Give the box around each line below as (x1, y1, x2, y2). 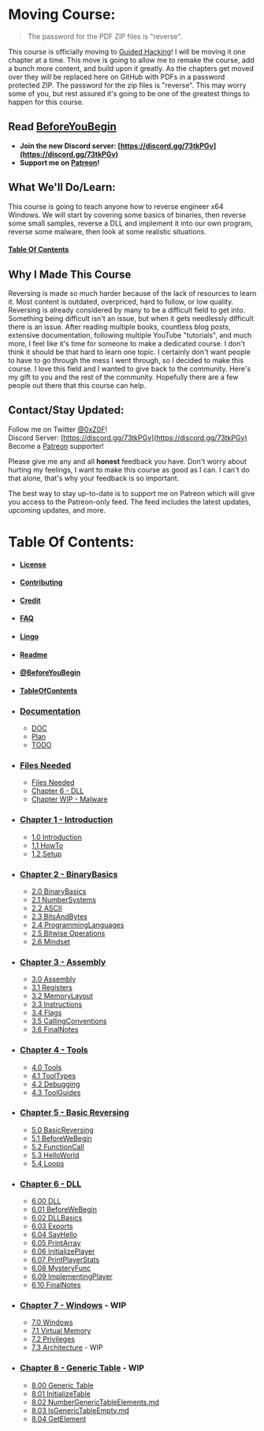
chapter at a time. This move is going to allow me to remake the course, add (8, 55, 255, 65)
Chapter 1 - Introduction (19, 814, 113, 825)
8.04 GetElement (31, 1414, 87, 1423)
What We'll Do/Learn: (8, 181, 116, 194)
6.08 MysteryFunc (31, 1264, 91, 1273)
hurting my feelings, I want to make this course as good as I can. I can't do (8, 465, 250, 474)
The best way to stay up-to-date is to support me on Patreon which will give (8, 488, 255, 498)
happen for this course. (8, 97, 84, 106)
